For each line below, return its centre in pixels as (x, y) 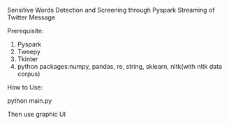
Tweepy (29, 52)
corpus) (29, 74)
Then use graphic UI (37, 114)
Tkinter (28, 59)
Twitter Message (31, 17)
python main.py (30, 101)
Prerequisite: (25, 31)
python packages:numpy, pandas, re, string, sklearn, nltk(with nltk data (119, 66)
